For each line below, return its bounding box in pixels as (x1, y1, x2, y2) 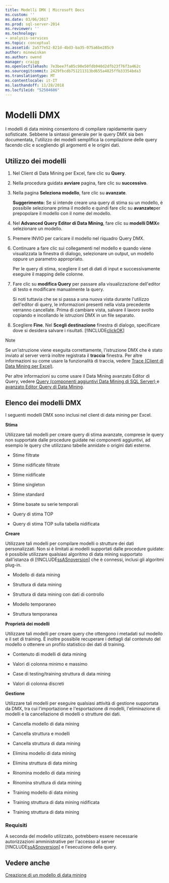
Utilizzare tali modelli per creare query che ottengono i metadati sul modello (5, 631, 163, 637)
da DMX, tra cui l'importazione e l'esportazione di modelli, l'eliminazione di (5, 706, 160, 712)
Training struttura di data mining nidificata (12, 799, 100, 806)
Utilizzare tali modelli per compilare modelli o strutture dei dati (5, 540, 134, 547)
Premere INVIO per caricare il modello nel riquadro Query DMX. (12, 235, 145, 242)
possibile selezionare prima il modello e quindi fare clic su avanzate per (12, 205, 161, 211)
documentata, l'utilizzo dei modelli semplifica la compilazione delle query (5, 137, 157, 143)
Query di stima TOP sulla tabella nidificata (12, 521, 100, 527)
